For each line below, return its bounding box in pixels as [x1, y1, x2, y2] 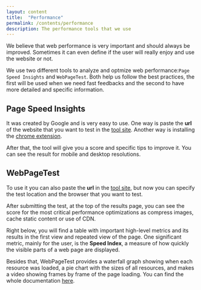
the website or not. [6, 55, 53, 62]
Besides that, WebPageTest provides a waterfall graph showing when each [6, 257, 193, 265]
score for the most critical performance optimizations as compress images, [6, 208, 194, 216]
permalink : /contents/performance [6, 20, 94, 26]
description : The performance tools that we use [6, 25, 131, 32]
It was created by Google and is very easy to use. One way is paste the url [6, 120, 192, 127]
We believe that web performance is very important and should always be [6, 42, 191, 50]
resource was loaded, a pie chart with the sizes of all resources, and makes [6, 264, 195, 271]
